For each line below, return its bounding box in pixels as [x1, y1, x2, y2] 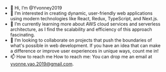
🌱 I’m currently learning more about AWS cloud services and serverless [10, 21, 161, 27]
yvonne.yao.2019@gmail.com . [10, 61, 74, 67]
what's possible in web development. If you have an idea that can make [10, 43, 161, 48]
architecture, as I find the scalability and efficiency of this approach [10, 26, 152, 32]
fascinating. [10, 32, 35, 38]
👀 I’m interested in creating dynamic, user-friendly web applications [10, 10, 153, 16]
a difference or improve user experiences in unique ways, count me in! [10, 48, 159, 54]
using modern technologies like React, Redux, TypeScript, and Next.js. [10, 16, 158, 21]
